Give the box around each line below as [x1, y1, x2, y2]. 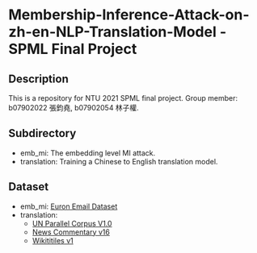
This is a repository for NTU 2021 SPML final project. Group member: [8, 93, 238, 102]
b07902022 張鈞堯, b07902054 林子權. [8, 103, 139, 112]
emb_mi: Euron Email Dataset [19, 201, 118, 211]
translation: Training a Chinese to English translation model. [19, 156, 218, 166]
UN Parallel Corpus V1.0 [32, 218, 112, 228]
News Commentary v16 [32, 227, 111, 237]
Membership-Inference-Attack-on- [8, 6, 250, 24]
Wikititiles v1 [32, 235, 74, 245]
